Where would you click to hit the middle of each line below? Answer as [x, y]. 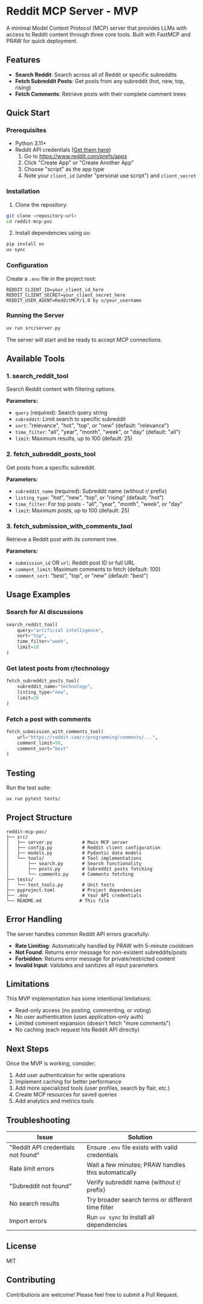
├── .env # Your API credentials [74, 895]
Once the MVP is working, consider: [51, 1064]
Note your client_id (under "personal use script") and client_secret [110, 176]
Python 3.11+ [31, 143]
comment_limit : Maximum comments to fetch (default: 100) [88, 569]
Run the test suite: [29, 788]
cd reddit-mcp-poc [29, 221]
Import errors [28, 1221]
